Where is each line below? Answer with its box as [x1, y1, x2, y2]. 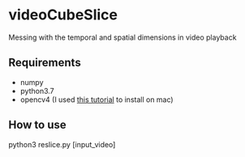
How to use [8, 118, 67, 132]
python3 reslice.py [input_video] [8, 139, 116, 149]
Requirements [8, 56, 81, 70]
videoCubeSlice [8, 6, 118, 24]
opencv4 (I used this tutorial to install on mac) [19, 95, 174, 104]
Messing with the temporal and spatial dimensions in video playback [8, 32, 237, 42]
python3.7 [19, 86, 54, 95]
